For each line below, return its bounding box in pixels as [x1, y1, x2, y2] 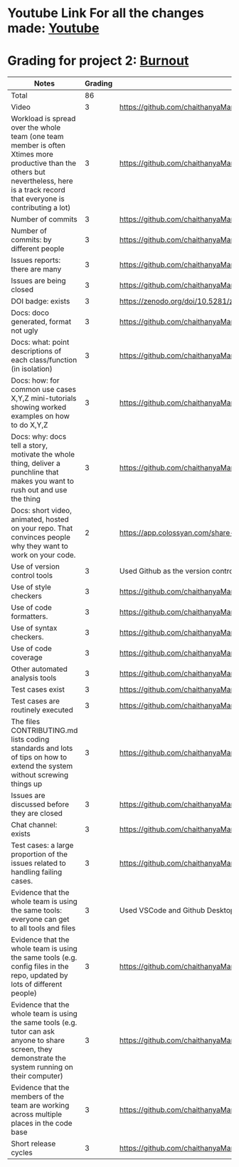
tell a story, [11, 440, 48, 450]
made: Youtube [7, 20, 100, 36]
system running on [11, 1062, 73, 1072]
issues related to [11, 859, 66, 868]
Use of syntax [11, 623, 58, 633]
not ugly [11, 326, 38, 336]
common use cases [11, 385, 77, 395]
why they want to [11, 541, 69, 551]
